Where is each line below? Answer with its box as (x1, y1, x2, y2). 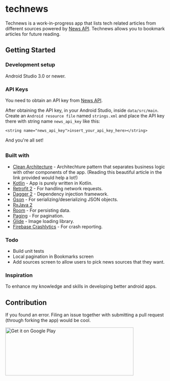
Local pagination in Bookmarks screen (12, 253, 94, 259)
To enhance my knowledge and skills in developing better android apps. (5, 283, 157, 290)
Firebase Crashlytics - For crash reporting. (12, 224, 103, 230)
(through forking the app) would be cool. (5, 317, 91, 324)
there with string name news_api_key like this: (5, 118, 100, 124)
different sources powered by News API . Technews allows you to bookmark (5, 25, 165, 31)
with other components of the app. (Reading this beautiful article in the (12, 169, 162, 175)
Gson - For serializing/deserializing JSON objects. (12, 196, 119, 203)
